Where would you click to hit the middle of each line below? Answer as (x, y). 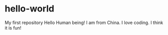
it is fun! (13, 27)
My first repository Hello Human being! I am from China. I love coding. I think (84, 22)
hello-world (30, 9)
